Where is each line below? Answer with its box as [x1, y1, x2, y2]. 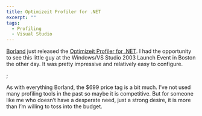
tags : [6, 20, 20, 26]
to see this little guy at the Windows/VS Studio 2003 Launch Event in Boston [6, 54, 196, 61]
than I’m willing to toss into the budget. [6, 103, 103, 110]
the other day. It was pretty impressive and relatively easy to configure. [6, 61, 183, 68]
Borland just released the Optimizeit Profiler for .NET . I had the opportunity [6, 47, 192, 55]
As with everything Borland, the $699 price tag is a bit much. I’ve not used [6, 84, 191, 91]
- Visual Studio [11, 31, 52, 37]
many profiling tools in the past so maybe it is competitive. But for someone [6, 90, 194, 97]
